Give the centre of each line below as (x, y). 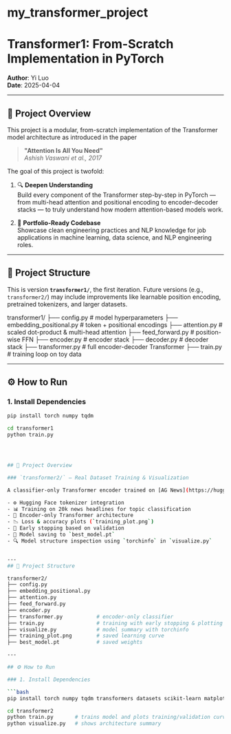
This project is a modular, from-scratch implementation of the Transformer (112, 129)
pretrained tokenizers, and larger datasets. (67, 304)
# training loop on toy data (44, 354)
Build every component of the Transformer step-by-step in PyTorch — (117, 195)
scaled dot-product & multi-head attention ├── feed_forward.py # (101, 332)
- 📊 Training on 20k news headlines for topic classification (99, 509)
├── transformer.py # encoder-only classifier (90, 617)
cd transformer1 (30, 428)
